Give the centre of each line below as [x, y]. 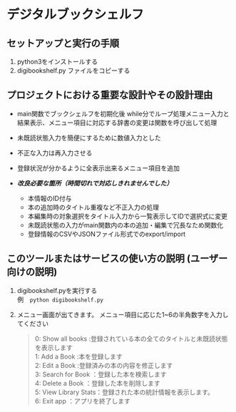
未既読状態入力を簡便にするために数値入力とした [89, 138]
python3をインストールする [57, 62]
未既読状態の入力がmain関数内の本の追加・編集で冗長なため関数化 [125, 225]
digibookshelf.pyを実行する [57, 290]
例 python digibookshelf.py [60, 299]
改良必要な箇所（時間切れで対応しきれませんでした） [95, 183]
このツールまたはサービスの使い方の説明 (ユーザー [117, 258]
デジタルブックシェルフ [75, 15]
